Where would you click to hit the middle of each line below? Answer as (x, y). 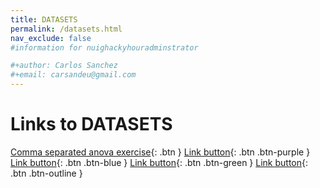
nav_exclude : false (51, 38)
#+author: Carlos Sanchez (64, 66)
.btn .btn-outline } (46, 173)
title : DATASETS (44, 19)
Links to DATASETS (91, 124)
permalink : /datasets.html (66, 29)
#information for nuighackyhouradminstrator (104, 47)
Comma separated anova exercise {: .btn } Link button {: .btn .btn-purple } (160, 152)
